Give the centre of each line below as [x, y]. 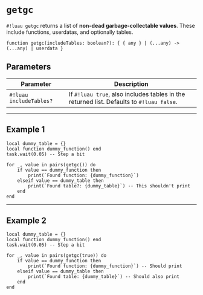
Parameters [29, 67]
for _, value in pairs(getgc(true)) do [56, 256]
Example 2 [26, 220]
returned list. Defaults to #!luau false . [123, 102]
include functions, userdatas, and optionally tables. [70, 32]
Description [131, 84]
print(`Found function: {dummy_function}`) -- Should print [105, 266]
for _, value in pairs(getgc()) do [51, 164]
